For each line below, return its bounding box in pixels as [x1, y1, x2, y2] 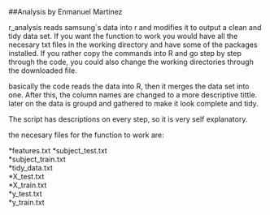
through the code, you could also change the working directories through [8, 57, 254, 67]
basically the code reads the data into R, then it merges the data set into [8, 81, 250, 91]
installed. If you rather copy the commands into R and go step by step [8, 49, 242, 58]
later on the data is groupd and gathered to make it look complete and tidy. [8, 99, 259, 108]
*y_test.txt [8, 189, 42, 198]
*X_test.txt [8, 172, 45, 181]
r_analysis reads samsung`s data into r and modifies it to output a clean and [8, 23, 262, 32]
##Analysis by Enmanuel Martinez [8, 7, 123, 16]
